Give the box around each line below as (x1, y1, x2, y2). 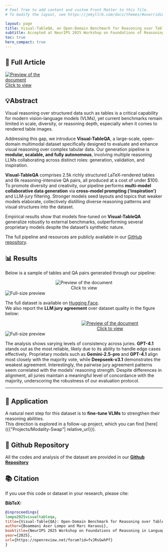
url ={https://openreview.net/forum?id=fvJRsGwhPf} (5, 537, 113, 542)
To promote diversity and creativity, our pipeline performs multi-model (5, 182, 151, 188)
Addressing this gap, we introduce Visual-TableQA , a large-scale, (5, 136, 141, 142)
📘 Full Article (5, 58, 46, 67)
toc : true (5, 35, 26, 40)
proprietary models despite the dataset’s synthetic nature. (5, 224, 124, 230)
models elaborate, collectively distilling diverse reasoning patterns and (5, 198, 151, 204)
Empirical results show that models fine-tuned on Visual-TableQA (5, 213, 141, 219)
